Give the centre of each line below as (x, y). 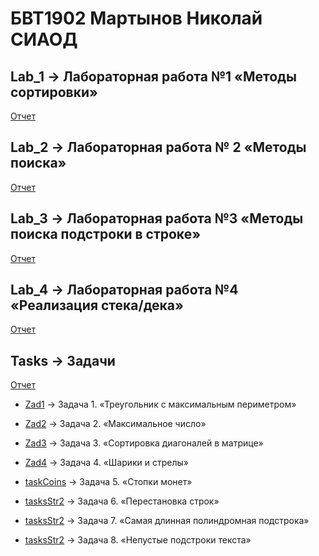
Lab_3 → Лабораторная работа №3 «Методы (157, 218)
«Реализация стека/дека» (97, 305)
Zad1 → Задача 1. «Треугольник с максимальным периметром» (160, 404)
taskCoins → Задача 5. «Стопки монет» (108, 482)
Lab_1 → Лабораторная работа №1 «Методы (153, 76)
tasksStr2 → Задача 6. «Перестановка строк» (122, 501)
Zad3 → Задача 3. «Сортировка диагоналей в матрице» (144, 443)
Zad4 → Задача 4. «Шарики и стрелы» (106, 463)
